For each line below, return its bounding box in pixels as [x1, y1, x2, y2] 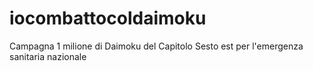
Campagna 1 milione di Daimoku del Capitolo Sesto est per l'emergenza [9, 40, 304, 52]
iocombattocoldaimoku [9, 7, 207, 30]
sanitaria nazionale [9, 50, 87, 62]
